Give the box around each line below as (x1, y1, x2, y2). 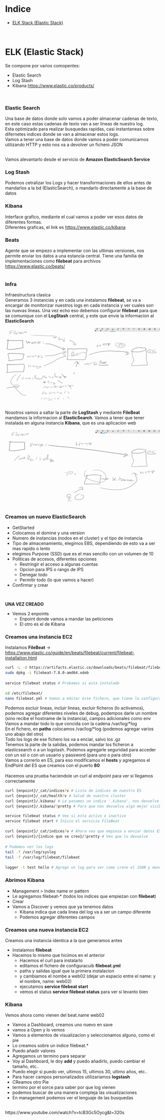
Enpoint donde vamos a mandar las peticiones (19, 616, 113, 622)
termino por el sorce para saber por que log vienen (12, 1085, 116, 1091)
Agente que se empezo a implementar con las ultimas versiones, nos (5, 248, 144, 254)
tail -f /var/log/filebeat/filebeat (5, 855, 80, 860)
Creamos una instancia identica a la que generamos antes (5, 937, 123, 943)
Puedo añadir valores (12, 1048, 55, 1054)
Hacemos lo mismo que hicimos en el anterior (12, 952, 105, 958)
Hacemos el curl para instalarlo (19, 957, 83, 963)
